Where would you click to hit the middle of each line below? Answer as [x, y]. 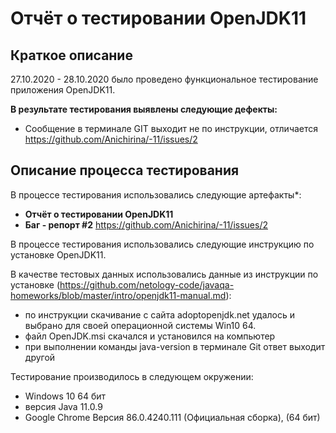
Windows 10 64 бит [65, 396]
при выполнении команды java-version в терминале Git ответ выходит [175, 346]
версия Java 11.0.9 [63, 406]
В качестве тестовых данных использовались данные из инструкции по [164, 274]
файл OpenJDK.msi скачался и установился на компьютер [150, 336]
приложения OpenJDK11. [63, 90]
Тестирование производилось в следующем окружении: [132, 376]
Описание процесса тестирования [125, 170]
